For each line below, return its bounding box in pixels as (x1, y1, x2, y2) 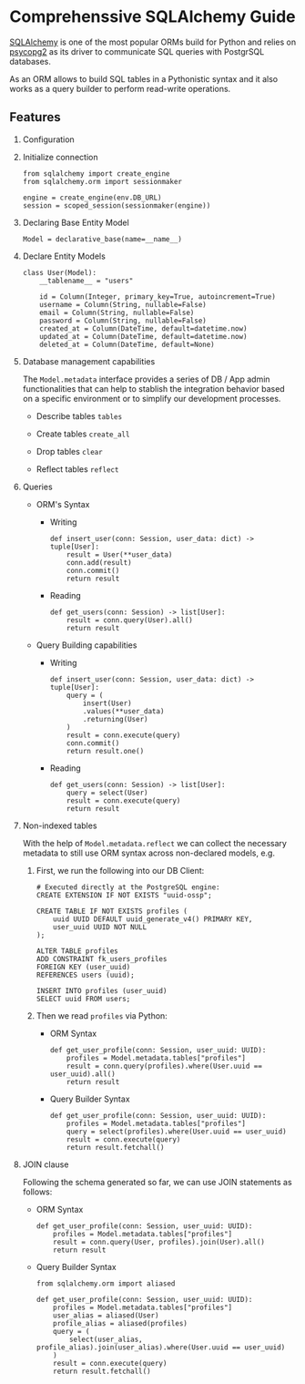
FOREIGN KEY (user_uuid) (36, 962, 131, 971)
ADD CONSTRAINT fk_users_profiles (36, 954, 168, 963)
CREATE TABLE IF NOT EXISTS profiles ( (36, 907, 188, 916)
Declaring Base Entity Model (22, 217, 129, 228)
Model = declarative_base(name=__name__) (22, 234, 182, 243)
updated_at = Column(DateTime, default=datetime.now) (39, 332, 248, 341)
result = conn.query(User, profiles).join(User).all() (53, 1237, 266, 1246)
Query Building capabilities (36, 640, 137, 651)
